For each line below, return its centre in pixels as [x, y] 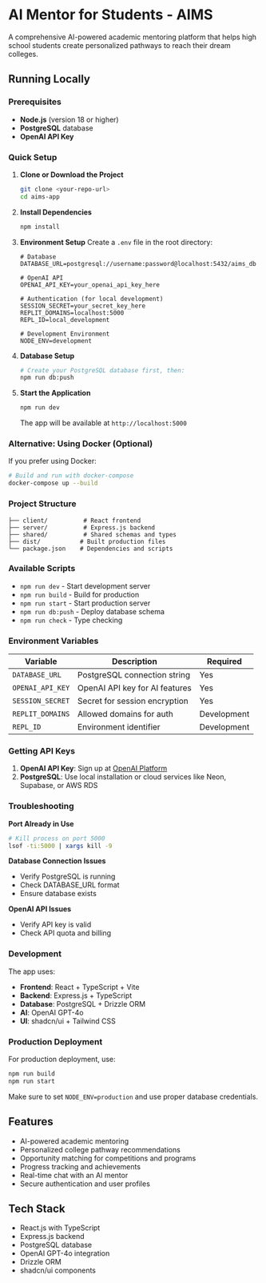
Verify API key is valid [56, 925]
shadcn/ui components [58, 1270]
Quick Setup [33, 157]
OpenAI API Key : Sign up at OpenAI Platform [93, 768]
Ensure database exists [58, 894]
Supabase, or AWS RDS [59, 786]
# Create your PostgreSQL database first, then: [102, 370]
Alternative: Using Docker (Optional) [81, 444]
